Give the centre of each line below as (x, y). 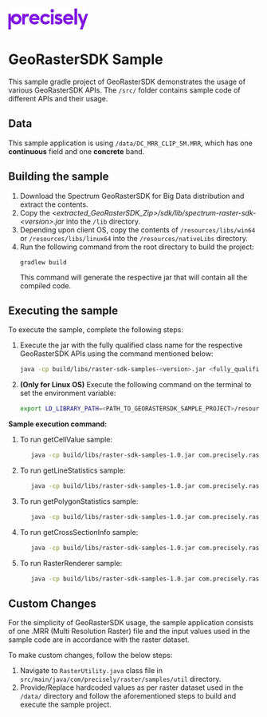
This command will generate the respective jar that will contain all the (133, 277)
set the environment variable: (68, 393)
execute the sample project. (65, 705)
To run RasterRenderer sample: (71, 563)
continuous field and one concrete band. (77, 151)
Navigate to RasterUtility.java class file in (91, 671)
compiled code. (45, 285)
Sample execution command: (58, 424)
